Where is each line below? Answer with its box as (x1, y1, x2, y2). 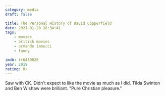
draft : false (5, 12, 32, 17)
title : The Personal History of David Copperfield (5, 21, 112, 26)
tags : (5, 30, 16, 35)
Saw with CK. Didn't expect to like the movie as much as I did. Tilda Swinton (5, 80, 160, 86)
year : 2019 (5, 62, 28, 67)
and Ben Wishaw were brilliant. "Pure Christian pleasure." (5, 85, 122, 92)
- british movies (14, 39, 50, 45)
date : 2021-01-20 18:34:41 (5, 25, 61, 30)
